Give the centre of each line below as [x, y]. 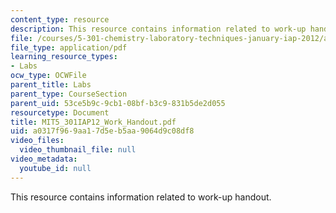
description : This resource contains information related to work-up [158, 29]
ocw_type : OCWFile [48, 76]
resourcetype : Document [60, 112]
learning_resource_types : [64, 57]
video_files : [37, 141]
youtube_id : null [55, 168]
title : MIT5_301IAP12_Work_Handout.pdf [93, 122]
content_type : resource [60, 19]
